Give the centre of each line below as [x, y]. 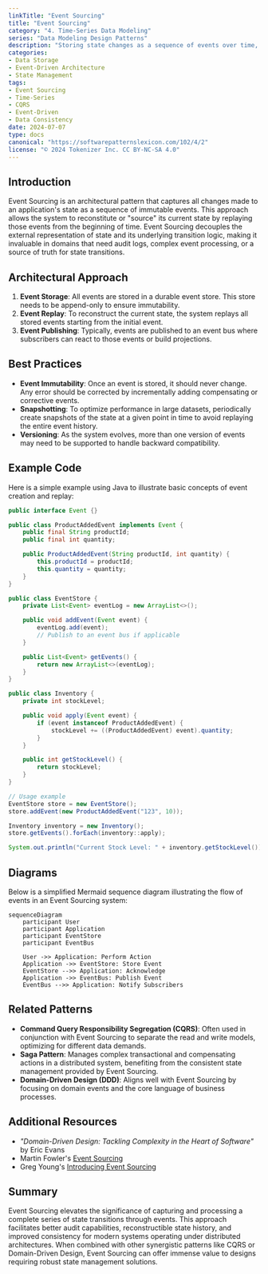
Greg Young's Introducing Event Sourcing [88, 1166]
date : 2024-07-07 [37, 127]
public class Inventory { [51, 694]
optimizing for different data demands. [83, 1045]
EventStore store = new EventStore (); [73, 804]
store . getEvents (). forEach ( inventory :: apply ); [87, 833]
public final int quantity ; [69, 540]
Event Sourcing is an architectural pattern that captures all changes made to [133, 202]
